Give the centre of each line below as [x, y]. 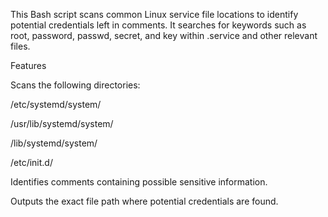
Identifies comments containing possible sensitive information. [139, 182]
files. [20, 46]
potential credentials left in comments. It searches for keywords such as [158, 25]
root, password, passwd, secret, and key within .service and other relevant [164, 35]
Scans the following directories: [75, 85]
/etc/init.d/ [31, 162]
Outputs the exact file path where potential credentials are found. [144, 201]
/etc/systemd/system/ [56, 104]
